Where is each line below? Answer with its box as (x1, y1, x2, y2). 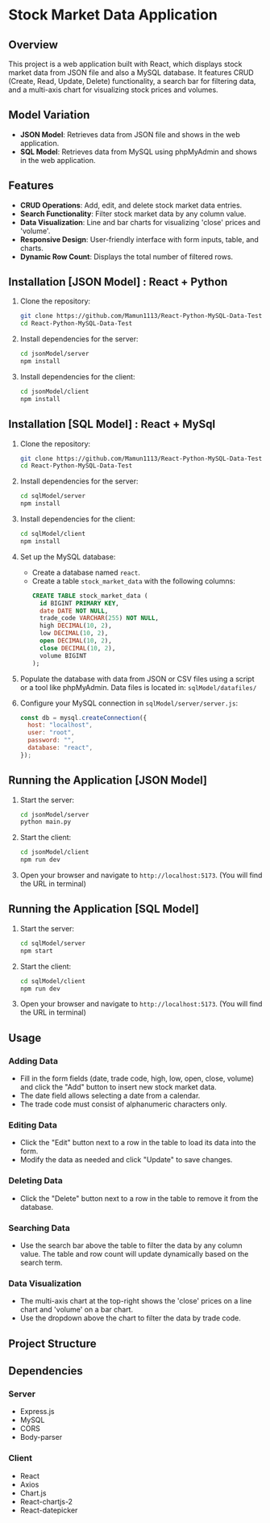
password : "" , (27, 736, 75, 744)
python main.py (19, 818, 72, 826)
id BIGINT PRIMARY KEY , (39, 599, 119, 607)
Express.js (19, 1407, 55, 1416)
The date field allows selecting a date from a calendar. (19, 1091, 201, 1101)
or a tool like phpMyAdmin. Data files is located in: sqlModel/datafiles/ (19, 682, 257, 692)
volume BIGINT (39, 651, 87, 659)
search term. (19, 1257, 63, 1267)
